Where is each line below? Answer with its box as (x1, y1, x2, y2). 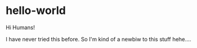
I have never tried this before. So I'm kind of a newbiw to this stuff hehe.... (5, 35, 192, 43)
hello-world (5, 4, 66, 18)
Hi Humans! (5, 24, 35, 31)
